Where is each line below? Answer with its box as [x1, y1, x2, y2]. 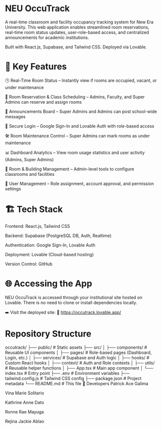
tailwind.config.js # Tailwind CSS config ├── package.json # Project [5, 375, 142, 381]
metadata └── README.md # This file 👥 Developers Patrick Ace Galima [5, 380, 149, 386]
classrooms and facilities [5, 171, 55, 177]
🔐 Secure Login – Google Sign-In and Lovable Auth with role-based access [5, 123, 154, 129]
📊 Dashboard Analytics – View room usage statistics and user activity [5, 149, 145, 155]
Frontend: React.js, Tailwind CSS [5, 223, 70, 229]
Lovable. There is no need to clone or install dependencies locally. [5, 299, 137, 305]
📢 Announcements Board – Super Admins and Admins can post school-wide [5, 108, 157, 114]
